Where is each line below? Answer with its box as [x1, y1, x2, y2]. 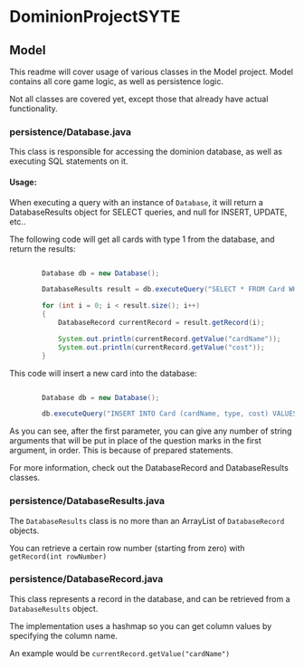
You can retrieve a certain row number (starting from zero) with [9, 542, 246, 553]
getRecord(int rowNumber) [9, 552, 107, 561]
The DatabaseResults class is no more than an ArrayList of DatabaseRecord [9, 515, 285, 526]
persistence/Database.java [9, 125, 131, 138]
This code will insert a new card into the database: [9, 367, 197, 378]
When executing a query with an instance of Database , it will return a [9, 196, 264, 207]
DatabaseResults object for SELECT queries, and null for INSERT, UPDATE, [9, 206, 288, 217]
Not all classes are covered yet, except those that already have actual [9, 93, 269, 104]
